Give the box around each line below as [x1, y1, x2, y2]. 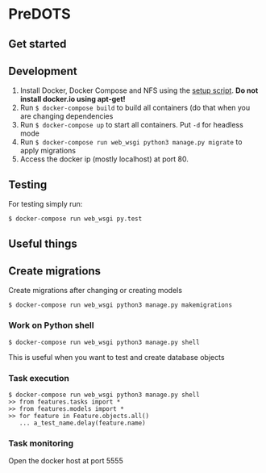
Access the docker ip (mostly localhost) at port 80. [19, 154, 189, 164]
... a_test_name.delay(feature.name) [19, 419, 147, 427]
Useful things [8, 236, 78, 250]
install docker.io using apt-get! [19, 94, 127, 104]
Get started [8, 37, 67, 51]
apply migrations [19, 146, 77, 156]
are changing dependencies [19, 111, 114, 121]
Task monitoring [8, 437, 74, 449]
